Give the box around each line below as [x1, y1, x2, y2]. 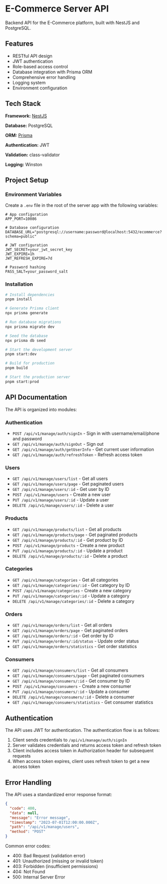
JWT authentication [12, 58, 53, 64]
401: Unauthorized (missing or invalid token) [12, 858, 103, 864]
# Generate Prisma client [5, 306, 59, 311]
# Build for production [5, 361, 55, 366]
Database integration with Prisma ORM [12, 69, 92, 75]
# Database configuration [5, 225, 59, 230]
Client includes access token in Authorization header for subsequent [12, 747, 154, 753]
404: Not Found [12, 869, 45, 875]
